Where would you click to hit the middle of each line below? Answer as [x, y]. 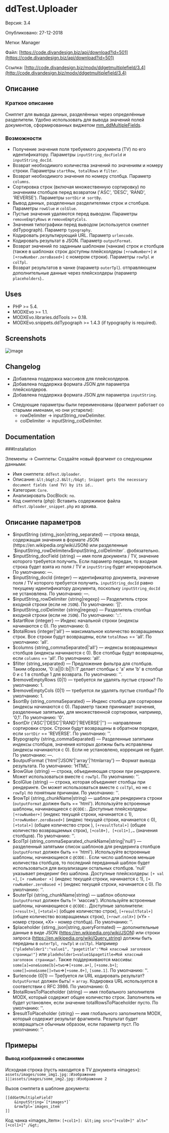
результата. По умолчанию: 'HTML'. [51, 766]
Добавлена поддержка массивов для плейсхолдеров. [71, 379]
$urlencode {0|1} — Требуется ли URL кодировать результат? [78, 975]
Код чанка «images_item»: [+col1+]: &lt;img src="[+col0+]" [70, 1120]
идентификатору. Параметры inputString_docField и [69, 154]
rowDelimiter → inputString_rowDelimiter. [63, 415]
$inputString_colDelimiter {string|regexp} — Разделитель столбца [82, 610]
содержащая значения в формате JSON [56, 539]
